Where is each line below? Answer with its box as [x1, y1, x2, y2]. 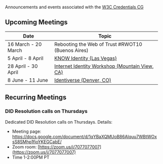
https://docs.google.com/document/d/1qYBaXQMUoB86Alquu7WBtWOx [12, 133, 157, 139]
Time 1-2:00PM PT [12, 154, 49, 160]
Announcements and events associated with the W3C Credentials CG [5, 4, 144, 10]
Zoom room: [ [12, 144, 40, 150]
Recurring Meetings [5, 93, 66, 102]
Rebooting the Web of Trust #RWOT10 [54, 41, 142, 48]
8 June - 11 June [7, 76, 49, 83]
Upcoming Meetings [5, 18, 68, 26]
